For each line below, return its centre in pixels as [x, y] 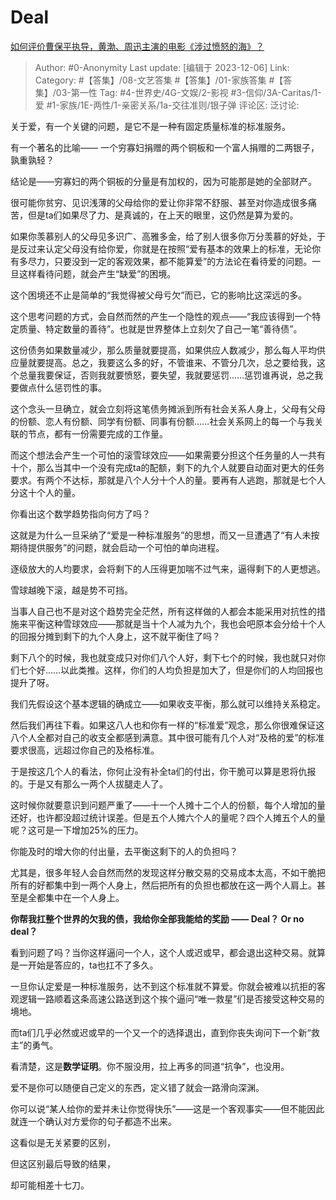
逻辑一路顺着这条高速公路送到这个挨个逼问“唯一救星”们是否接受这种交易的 [171, 998]
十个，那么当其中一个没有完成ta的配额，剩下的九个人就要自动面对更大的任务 [167, 467]
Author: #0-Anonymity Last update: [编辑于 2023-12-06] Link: [162, 67]
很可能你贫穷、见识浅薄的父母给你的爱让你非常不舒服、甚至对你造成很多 [159, 202]
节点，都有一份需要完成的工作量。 [97, 433]
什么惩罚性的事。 [71, 387]
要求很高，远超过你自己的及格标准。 [85, 750]
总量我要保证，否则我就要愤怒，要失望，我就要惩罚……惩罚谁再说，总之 [166, 375]
